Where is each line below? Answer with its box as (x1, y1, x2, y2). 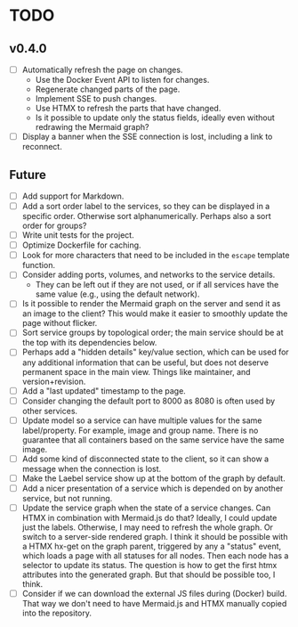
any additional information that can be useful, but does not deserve (21, 357, 270, 368)
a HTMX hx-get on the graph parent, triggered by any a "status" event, (21, 541, 282, 551)
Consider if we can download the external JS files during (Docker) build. (21, 588, 287, 598)
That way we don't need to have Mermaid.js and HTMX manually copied (21, 598, 287, 608)
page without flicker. (21, 318, 98, 329)
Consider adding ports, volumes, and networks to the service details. (21, 269, 276, 281)
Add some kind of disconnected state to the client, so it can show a (21, 453, 270, 464)
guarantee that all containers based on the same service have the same (21, 434, 285, 445)
